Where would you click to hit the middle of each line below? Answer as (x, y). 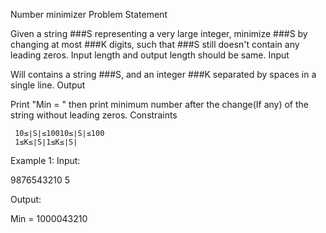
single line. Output (48, 85)
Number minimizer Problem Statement (89, 14)
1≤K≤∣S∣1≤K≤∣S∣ (46, 142)
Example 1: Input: (45, 160)
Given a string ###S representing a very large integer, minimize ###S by (159, 33)
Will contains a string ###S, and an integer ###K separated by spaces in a (163, 74)
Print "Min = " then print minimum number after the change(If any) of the (160, 104)
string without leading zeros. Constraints (94, 115)
